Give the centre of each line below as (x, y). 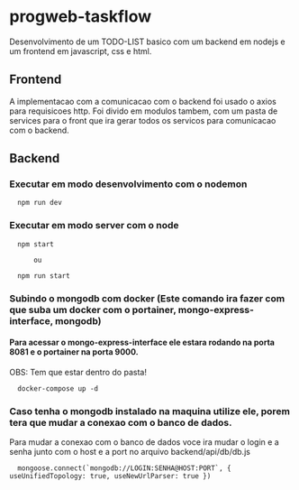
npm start (36, 244)
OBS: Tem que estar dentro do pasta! (78, 372)
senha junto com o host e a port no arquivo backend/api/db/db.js (130, 452)
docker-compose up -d (58, 388)
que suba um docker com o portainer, (93, 310)
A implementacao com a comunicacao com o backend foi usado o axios (143, 101)
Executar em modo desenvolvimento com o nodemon (128, 184)
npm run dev (40, 203)
